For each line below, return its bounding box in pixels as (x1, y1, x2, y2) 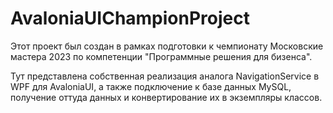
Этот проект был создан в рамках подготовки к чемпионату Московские (10, 40, 324, 52)
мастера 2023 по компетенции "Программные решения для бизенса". (10, 50, 313, 62)
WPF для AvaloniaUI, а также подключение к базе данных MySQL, (10, 80, 292, 92)
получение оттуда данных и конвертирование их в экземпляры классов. (10, 91, 323, 103)
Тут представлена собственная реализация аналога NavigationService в (10, 70, 320, 82)
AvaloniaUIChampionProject (10, 7, 250, 30)
